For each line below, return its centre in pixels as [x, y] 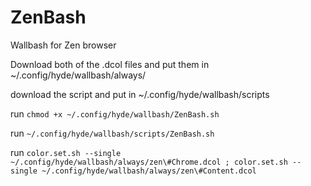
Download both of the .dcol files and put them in [110, 64]
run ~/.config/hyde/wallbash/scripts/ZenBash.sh [112, 133]
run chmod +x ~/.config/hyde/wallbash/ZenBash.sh [115, 113]
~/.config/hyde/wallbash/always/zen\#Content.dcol [149, 171]
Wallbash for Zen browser [63, 45]
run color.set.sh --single [66, 152]
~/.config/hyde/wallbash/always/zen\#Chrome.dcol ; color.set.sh [149, 162]
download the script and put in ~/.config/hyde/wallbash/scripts [140, 94]
